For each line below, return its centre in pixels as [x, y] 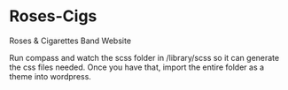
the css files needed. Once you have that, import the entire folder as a [136, 67]
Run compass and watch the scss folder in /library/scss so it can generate [144, 57]
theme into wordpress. [50, 76]
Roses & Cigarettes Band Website [70, 41]
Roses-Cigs [53, 16]
